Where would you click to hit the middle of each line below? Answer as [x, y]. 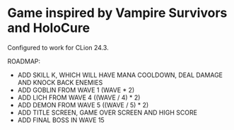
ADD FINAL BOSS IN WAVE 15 [61, 120]
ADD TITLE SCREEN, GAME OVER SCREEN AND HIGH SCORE [107, 112]
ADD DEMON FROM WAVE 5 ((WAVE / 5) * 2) [83, 105]
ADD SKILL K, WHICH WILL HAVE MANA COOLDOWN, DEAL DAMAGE [120, 75]
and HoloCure [49, 28]
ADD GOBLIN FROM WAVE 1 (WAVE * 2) [76, 90]
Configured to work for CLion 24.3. [58, 47]
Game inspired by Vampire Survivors [117, 13]
